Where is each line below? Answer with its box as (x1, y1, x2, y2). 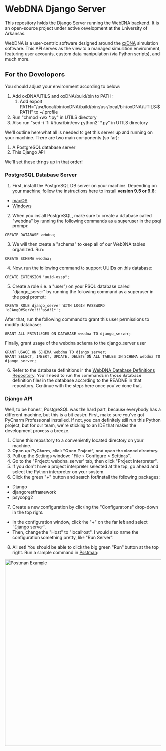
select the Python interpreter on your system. (12, 469, 105, 475)
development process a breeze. (5, 428, 70, 434)
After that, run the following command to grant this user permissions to (5, 316, 150, 322)
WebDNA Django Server (5, 3, 106, 15)
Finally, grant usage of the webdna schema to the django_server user (5, 340, 146, 346)
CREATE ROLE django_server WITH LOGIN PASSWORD (5, 303, 105, 308)
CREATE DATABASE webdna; (5, 232, 56, 238)
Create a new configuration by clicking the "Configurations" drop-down (12, 504, 158, 510)
